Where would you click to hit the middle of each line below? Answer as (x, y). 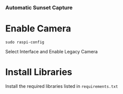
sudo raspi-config (25, 42)
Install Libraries (39, 72)
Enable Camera (38, 29)
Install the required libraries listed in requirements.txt (62, 86)
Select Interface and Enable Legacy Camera (52, 51)
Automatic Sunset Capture (39, 8)
